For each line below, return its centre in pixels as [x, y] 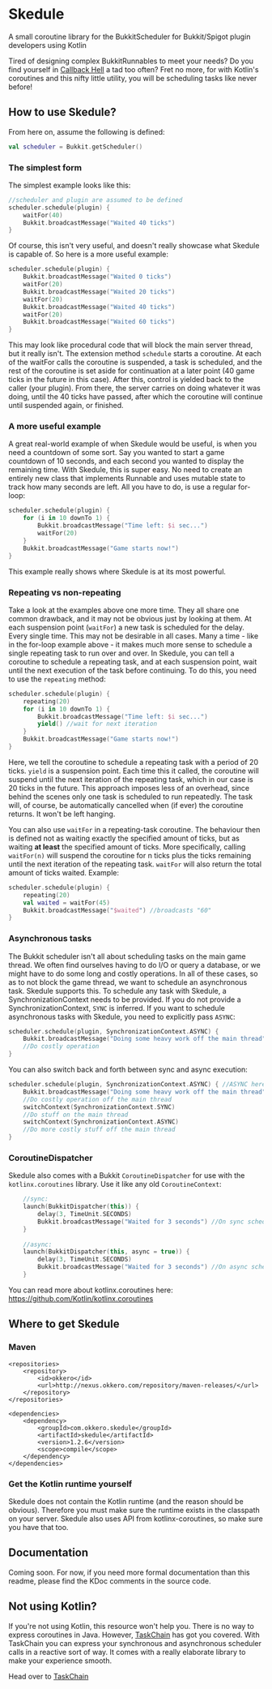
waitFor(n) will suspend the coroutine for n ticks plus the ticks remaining [130, 855]
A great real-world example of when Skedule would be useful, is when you [133, 444]
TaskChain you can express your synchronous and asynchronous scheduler [135, 1643]
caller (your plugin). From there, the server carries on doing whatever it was [134, 388]
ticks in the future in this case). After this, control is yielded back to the [126, 380]
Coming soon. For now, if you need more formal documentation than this [129, 1572]
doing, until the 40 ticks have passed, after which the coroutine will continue [136, 397]
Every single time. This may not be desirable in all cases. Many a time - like [134, 636]
